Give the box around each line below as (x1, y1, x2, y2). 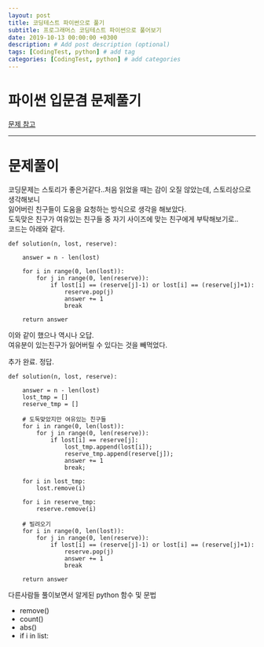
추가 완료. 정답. (8, 357, 55, 366)
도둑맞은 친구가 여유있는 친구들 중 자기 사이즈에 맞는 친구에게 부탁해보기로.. (8, 214, 239, 224)
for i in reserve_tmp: (22, 497, 97, 506)
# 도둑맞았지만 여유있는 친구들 (22, 415, 107, 423)
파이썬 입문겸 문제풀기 (8, 92, 141, 110)
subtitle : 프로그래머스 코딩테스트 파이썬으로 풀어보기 (8, 26, 162, 34)
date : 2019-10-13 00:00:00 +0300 (8, 33, 118, 42)
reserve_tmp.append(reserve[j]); (64, 449, 174, 457)
